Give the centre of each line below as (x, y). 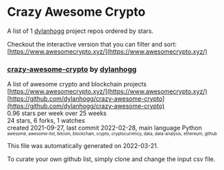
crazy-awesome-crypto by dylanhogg (72, 69)
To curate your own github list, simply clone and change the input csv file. (111, 159)
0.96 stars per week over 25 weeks (57, 113)
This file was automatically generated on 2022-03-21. (83, 146)
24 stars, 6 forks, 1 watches (46, 121)
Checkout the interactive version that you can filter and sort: (92, 44)
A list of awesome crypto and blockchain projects (77, 84)
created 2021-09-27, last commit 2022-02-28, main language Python (104, 128)
